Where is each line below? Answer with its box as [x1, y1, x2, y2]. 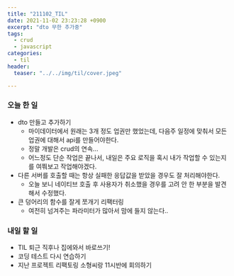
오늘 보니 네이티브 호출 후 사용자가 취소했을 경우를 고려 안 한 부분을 [28, 180, 214, 188]
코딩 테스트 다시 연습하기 [17, 252, 87, 260]
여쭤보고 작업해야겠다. [35, 162, 97, 171]
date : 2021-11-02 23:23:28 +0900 [7, 17, 106, 24]
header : [7, 63, 30, 70]
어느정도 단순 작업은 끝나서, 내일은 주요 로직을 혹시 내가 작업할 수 [28, 153, 208, 161]
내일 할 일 [7, 226, 38, 236]
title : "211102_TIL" [7, 10, 69, 18]
